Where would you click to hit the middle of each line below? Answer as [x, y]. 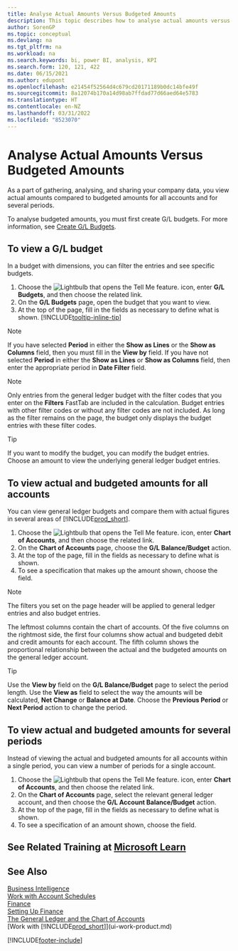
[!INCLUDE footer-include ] [45, 940]
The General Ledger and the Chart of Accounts [76, 919]
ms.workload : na [31, 54]
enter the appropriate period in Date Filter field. [77, 368]
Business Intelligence [38, 889]
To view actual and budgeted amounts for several [119, 730]
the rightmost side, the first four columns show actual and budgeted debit [115, 635]
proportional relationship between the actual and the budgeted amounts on [117, 650]
